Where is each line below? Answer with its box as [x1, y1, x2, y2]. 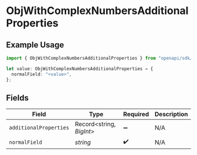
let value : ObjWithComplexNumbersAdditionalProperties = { [6, 66, 154, 71]
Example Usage [6, 40, 64, 50]
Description [154, 110, 188, 118]
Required [123, 110, 150, 118]
